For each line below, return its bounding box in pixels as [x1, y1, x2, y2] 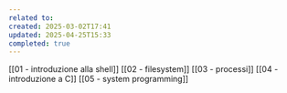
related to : [8, 13, 54, 23]
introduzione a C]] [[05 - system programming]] [8, 74, 189, 85]
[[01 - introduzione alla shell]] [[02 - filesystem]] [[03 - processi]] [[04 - [8, 64, 279, 75]
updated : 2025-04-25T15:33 [8, 30, 112, 39]
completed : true [8, 38, 70, 48]
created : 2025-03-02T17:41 [8, 22, 112, 31]
